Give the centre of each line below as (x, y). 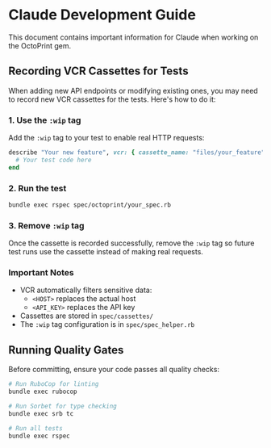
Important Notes (41, 273)
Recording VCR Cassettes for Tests (98, 71)
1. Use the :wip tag (45, 120)
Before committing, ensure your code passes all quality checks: (114, 370)
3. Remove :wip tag (46, 225)
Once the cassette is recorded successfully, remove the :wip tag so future (131, 243)
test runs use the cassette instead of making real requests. (106, 252)
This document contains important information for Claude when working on (133, 37)
